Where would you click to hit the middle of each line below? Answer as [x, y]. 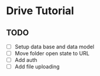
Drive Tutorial [40, 11]
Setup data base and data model [54, 47]
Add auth [26, 60]
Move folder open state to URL [52, 54]
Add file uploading [37, 67]
